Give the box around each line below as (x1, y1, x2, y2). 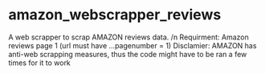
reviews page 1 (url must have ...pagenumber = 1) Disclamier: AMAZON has (8, 40, 257, 50)
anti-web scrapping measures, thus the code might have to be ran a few (8, 49, 247, 59)
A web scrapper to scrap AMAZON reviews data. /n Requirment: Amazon (8, 32, 249, 42)
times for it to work (8, 58, 71, 68)
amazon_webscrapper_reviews (8, 6, 222, 24)
